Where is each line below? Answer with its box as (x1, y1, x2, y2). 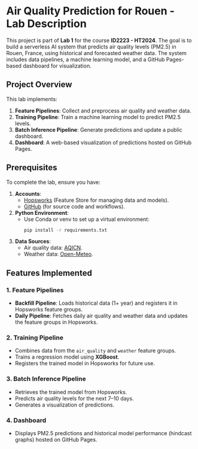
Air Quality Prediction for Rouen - (6, 4, 175, 18)
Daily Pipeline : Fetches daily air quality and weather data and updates (14, 313, 188, 320)
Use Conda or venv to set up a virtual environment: (23, 216, 150, 223)
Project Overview (6, 80, 72, 90)
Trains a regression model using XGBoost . (14, 353, 120, 360)
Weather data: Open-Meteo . (23, 250, 93, 258)
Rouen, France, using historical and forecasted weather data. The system (6, 49, 187, 56)
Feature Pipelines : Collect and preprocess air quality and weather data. (14, 107, 191, 114)
